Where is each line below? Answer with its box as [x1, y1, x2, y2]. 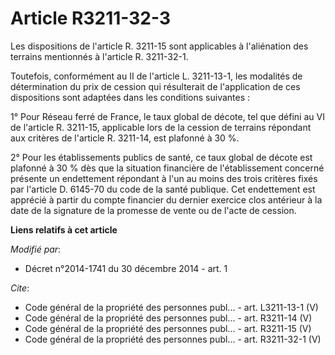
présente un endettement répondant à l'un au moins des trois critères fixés [10, 172, 318, 184]
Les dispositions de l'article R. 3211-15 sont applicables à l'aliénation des [10, 40, 309, 52]
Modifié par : [10, 243, 62, 255]
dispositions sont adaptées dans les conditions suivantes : [10, 91, 251, 103]
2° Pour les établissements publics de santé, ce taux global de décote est [10, 151, 313, 163]
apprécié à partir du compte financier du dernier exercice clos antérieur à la [10, 193, 323, 206]
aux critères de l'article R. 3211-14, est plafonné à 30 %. [10, 132, 240, 144]
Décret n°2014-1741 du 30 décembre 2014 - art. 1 [24, 262, 228, 274]
